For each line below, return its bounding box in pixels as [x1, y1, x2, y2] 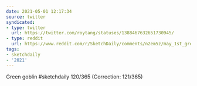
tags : [6, 46, 19, 52]
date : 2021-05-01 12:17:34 [6, 8, 72, 15]
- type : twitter [6, 24, 46, 31]
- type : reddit [6, 35, 43, 41]
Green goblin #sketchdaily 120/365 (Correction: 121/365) [6, 73, 143, 80]
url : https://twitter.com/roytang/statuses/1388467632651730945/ [11, 30, 175, 36]
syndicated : [6, 19, 35, 25]
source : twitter [6, 14, 46, 20]
